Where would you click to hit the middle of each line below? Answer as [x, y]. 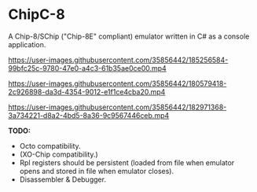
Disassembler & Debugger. [62, 179]
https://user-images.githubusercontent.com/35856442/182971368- [117, 107]
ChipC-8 [37, 15]
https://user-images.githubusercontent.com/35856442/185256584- [118, 60]
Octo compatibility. [50, 146]
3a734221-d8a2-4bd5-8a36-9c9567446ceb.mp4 [89, 115]
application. [27, 44]
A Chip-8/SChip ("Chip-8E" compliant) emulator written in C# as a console [129, 36]
